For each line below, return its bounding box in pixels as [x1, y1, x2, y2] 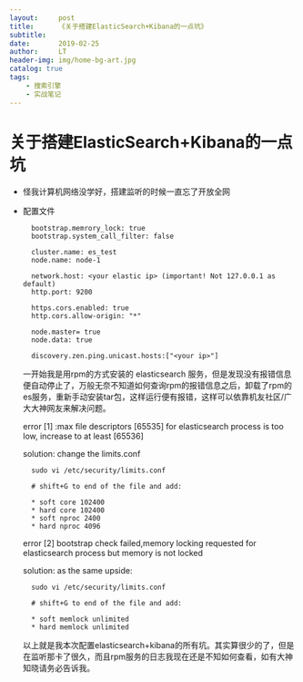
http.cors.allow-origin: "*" [31, 312, 142, 321]
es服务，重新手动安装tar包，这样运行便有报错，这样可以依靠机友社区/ [22, 391, 285, 402]
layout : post [9, 13, 76, 23]
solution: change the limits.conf [22, 449, 141, 460]
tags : [9, 73, 30, 82]
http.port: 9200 [31, 288, 93, 297]
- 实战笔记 [25, 89, 62, 98]
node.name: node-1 [31, 256, 101, 265]
